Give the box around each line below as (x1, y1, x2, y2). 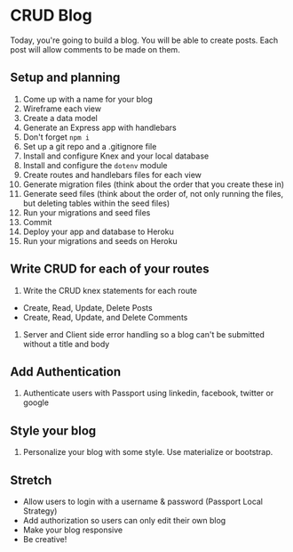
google (22, 397, 50, 408)
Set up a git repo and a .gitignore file (22, 141, 157, 151)
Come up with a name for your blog (22, 93, 154, 104)
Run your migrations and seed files (22, 207, 151, 218)
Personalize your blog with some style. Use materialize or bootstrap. (22, 447, 273, 458)
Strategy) (22, 506, 58, 516)
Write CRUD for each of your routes (10, 262, 210, 277)
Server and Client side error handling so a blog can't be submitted (22, 329, 265, 339)
